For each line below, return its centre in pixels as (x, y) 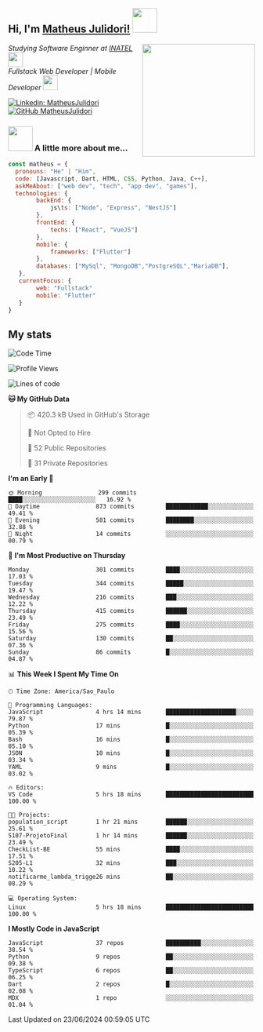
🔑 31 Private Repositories (67, 463)
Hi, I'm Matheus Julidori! (69, 29)
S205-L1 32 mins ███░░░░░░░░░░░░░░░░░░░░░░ (131, 863)
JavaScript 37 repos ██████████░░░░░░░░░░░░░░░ (131, 943)
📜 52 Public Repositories (67, 448)
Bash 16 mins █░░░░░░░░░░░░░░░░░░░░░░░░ (131, 740)
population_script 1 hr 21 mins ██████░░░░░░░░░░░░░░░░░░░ (131, 822)
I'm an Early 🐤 (31, 479)
